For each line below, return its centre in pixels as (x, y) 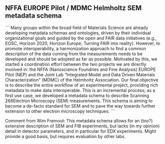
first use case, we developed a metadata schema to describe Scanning (77, 95)
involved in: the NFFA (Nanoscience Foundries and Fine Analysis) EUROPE (81, 69)
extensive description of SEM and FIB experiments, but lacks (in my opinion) (82, 126)
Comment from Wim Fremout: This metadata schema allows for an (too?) (79, 120)
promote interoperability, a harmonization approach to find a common (76, 48)
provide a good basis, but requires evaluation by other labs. (66, 136)
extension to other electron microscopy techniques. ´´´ (60, 111)
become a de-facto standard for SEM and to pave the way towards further (81, 106)
